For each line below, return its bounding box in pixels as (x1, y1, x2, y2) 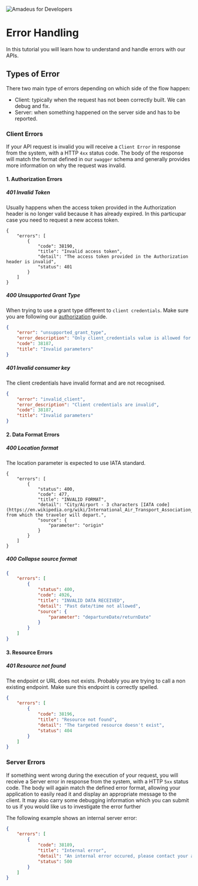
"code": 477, (37, 491, 70, 497)
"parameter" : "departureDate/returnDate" (48, 614, 151, 620)
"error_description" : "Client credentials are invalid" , (16, 402, 160, 408)
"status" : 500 (37, 858, 72, 864)
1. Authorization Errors (6, 175, 63, 182)
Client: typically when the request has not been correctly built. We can (14, 96, 186, 103)
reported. (14, 115, 38, 122)
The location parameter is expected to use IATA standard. (6, 459, 146, 466)
